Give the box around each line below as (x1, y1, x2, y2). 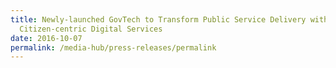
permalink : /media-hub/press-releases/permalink (10, 42, 217, 53)
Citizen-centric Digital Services (19, 24, 163, 34)
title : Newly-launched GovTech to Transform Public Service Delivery (10, 14, 307, 25)
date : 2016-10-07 (10, 33, 83, 43)
